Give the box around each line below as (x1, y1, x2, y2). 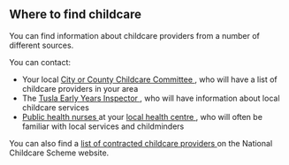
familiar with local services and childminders (21, 121, 185, 131)
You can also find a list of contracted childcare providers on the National (9, 138, 273, 148)
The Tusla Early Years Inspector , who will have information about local (21, 93, 280, 103)
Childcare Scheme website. (9, 147, 110, 158)
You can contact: (9, 56, 72, 67)
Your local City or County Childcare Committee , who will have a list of (21, 74, 278, 85)
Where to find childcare (9, 7, 142, 22)
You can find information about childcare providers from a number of (9, 30, 261, 41)
